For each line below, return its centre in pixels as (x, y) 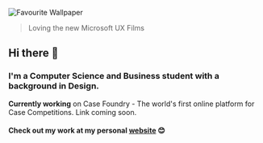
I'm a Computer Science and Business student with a (114, 76)
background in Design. (54, 86)
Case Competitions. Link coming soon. (73, 112)
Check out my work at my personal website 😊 (87, 131)
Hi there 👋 (33, 53)
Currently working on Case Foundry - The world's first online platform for (131, 104)
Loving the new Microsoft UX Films (86, 28)
